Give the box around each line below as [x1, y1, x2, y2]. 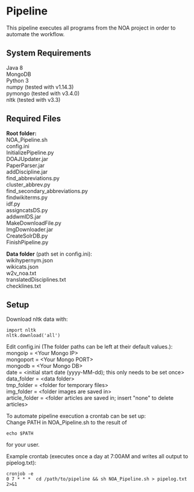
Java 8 [6, 64, 23, 71]
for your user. [6, 441, 40, 449]
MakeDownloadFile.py [6, 219, 61, 227]
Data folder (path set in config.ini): [6, 250, 92, 257]
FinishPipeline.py [6, 238, 49, 245]
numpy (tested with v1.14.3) [6, 83, 74, 90]
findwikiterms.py [6, 194, 48, 201]
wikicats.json [6, 263, 39, 270]
